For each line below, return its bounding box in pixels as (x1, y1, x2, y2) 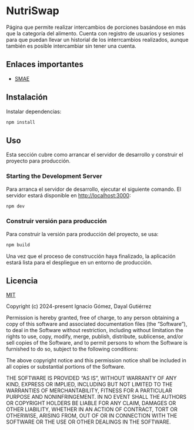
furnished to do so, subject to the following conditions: (6, 346, 138, 353)
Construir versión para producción (6, 217, 107, 225)
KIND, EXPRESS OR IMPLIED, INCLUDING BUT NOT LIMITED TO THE (6, 381, 173, 388)
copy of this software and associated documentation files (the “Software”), (6, 320, 188, 328)
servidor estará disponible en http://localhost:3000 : (6, 191, 131, 199)
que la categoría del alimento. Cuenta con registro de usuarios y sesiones (6, 29, 185, 37)
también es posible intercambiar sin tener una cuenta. (6, 42, 136, 49)
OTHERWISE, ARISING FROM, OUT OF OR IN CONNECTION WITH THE (6, 412, 178, 419)
